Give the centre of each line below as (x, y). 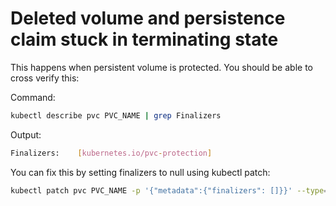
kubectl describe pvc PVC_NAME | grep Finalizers (116, 115)
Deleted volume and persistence (148, 18)
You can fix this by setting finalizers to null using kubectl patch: (140, 172)
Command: (33, 97)
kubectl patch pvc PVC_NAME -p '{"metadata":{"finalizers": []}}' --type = (169, 190)
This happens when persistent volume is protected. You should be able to (161, 67)
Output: (26, 134)
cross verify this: (45, 78)
